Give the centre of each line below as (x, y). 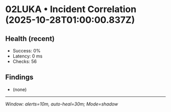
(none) (20, 89)
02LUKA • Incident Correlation (71, 9)
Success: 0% (26, 51)
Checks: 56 (25, 61)
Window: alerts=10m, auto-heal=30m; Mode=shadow (62, 104)
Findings (20, 77)
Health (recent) (30, 39)
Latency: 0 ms (27, 56)
